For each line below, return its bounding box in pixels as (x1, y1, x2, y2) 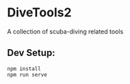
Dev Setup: (7, 47, 56, 59)
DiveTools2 (7, 5, 72, 20)
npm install (7, 65, 41, 72)
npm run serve (7, 71, 48, 78)
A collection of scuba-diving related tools (7, 27, 124, 36)
